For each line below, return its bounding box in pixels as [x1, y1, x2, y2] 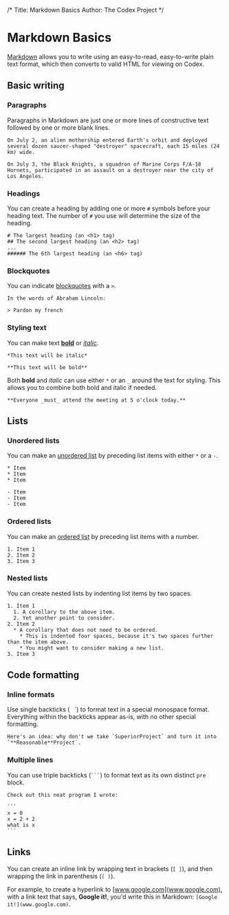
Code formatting [7, 670, 80, 681]
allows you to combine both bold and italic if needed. [7, 383, 157, 391]
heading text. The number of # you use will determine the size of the [7, 211, 201, 219]
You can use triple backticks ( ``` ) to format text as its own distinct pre [7, 771, 206, 779]
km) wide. [7, 148, 36, 155]
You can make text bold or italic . [7, 338, 99, 346]
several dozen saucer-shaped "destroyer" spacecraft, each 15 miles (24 [7, 142, 220, 150]
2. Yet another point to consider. [13, 615, 116, 621]
